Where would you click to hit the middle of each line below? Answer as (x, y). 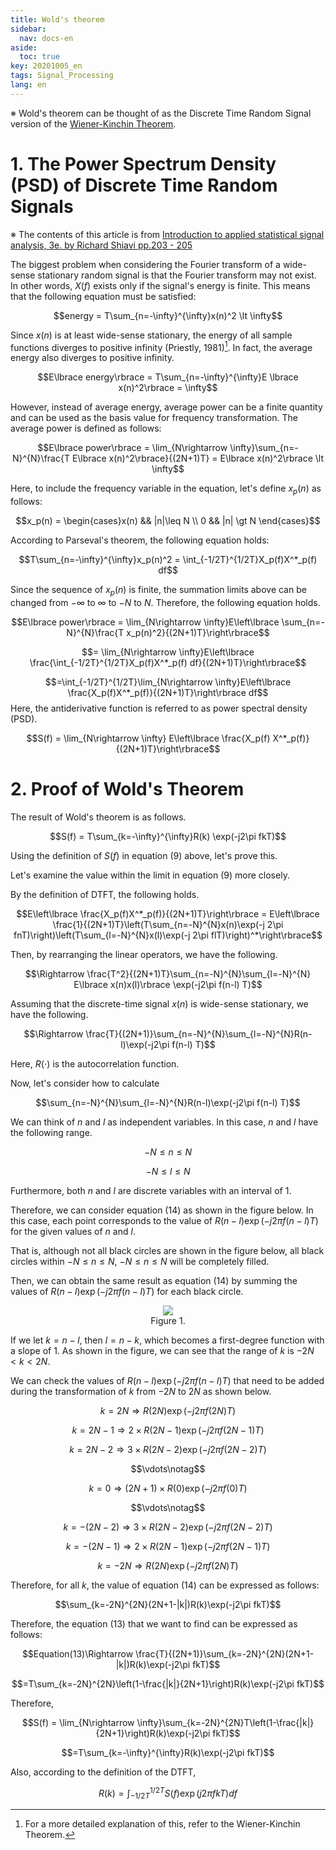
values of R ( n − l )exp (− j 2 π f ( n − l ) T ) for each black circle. (127, 1291)
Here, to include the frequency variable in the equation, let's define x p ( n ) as (166, 489)
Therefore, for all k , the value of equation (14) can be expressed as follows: (165, 1585)
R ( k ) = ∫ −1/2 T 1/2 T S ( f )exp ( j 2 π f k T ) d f (168, 1793)
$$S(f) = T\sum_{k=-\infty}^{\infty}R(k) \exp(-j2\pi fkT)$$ (168, 836)
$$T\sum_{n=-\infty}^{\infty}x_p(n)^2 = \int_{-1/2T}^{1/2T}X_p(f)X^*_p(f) (168, 560)
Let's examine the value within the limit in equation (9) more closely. (150, 875)
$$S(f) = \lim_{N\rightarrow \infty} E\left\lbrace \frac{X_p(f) (148, 738)
